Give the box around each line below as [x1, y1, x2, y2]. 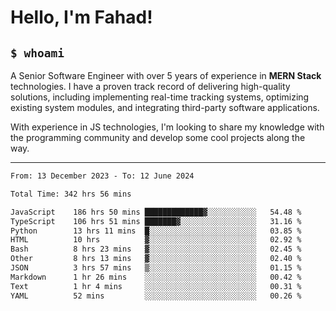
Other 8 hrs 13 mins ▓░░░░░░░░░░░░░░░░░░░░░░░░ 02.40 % [10, 254, 302, 264]
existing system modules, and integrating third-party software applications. [10, 102, 320, 113]
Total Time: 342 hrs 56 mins [10, 189, 132, 199]
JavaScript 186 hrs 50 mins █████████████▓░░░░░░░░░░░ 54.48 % [10, 207, 302, 217]
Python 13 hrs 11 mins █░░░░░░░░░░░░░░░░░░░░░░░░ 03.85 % [10, 226, 302, 236]
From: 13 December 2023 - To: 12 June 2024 [10, 171, 195, 181]
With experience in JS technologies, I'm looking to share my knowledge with [10, 121, 325, 133]
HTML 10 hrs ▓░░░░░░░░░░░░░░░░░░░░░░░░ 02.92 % [10, 235, 302, 245]
